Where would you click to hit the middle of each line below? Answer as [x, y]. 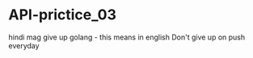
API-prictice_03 [63, 15]
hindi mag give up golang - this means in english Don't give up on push [127, 37]
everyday [24, 45]
